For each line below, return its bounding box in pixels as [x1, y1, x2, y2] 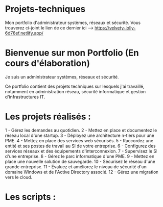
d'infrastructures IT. [5, 94, 46, 100]
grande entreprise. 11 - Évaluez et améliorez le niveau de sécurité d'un [5, 163, 147, 170]
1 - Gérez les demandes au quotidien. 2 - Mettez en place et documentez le [5, 127, 157, 133]
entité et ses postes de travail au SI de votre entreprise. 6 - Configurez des [5, 143, 156, 149]
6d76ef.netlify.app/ [5, 30, 44, 36]
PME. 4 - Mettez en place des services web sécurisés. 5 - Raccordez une [5, 137, 154, 143]
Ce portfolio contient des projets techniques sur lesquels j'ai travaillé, [5, 83, 145, 89]
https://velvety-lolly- [94, 25, 136, 30]
